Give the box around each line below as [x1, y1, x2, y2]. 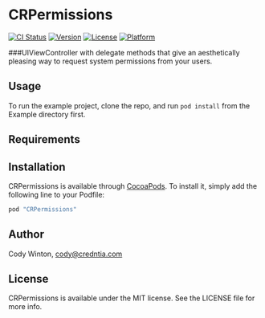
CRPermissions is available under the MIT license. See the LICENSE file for [8, 293, 255, 303]
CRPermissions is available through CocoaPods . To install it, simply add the [8, 181, 258, 190]
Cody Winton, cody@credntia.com [8, 249, 123, 259]
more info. [8, 302, 43, 312]
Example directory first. [8, 109, 86, 119]
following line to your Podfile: [8, 190, 105, 199]
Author [8, 227, 44, 242]
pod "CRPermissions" [8, 205, 78, 214]
